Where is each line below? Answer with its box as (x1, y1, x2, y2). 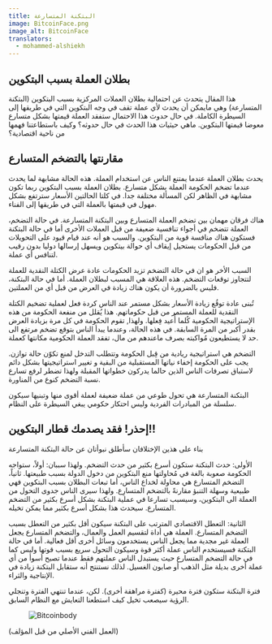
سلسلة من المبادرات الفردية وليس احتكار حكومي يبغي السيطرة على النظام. (8, 399, 237, 408)
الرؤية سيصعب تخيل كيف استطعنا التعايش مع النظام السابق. (8, 594, 189, 604)
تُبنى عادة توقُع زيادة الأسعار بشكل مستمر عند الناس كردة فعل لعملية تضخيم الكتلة (8, 298, 254, 308)
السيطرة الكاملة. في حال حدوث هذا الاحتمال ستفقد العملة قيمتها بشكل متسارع (8, 110, 246, 120)
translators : (8, 34, 53, 43)
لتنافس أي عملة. (8, 249, 58, 259)
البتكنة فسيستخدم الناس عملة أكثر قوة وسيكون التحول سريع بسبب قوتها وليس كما (8, 544, 257, 554)
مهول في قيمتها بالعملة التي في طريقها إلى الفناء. (8, 199, 157, 209)
